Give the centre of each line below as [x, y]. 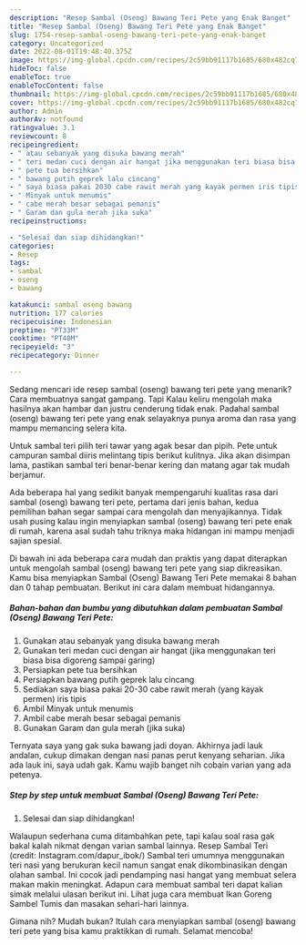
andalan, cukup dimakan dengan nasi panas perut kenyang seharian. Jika [147, 755]
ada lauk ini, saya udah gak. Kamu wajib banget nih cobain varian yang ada [150, 765]
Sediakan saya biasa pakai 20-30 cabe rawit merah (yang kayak [143, 689]
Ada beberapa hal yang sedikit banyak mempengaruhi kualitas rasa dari [144, 492]
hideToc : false [38, 69]
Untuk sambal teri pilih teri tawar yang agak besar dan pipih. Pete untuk [143, 445]
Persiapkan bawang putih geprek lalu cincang [108, 679]
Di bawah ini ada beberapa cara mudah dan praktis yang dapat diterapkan [148, 558]
